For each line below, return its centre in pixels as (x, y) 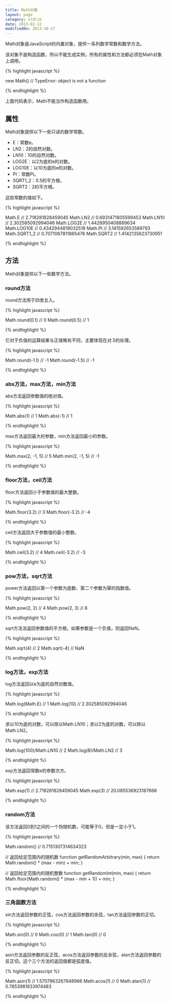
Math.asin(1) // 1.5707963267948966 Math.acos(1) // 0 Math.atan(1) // (78, 981)
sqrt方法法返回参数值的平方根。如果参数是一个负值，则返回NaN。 (74, 628)
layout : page (19, 15)
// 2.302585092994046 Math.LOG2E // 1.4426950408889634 (70, 223)
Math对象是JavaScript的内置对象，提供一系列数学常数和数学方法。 (75, 44)
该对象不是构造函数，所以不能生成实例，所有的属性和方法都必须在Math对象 (84, 55)
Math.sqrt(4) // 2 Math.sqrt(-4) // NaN (45, 648)
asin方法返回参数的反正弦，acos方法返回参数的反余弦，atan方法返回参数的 (83, 954)
